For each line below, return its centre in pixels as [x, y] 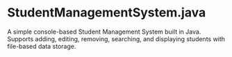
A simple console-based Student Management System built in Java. [104, 32]
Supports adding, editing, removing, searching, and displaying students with [116, 38]
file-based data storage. [42, 46]
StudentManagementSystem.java [107, 13]
